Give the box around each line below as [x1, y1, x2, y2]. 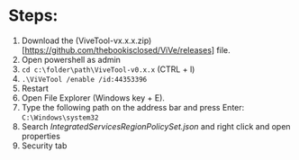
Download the [21, 35, 74, 46]
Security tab [21, 140, 68, 151]
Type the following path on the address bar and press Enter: [21, 102, 245, 112]
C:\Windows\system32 [21, 113, 99, 122]
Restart [21, 83, 49, 93]
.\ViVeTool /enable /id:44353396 [21, 75, 148, 84]
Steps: [8, 5, 59, 26]
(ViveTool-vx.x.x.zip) [75, 35, 152, 46]
